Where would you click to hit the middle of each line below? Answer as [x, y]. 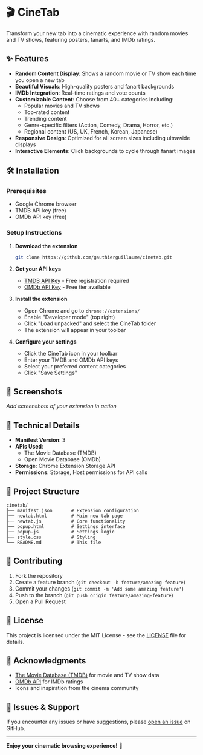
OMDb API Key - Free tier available [67, 287]
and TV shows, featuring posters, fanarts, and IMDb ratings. [81, 39]
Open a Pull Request [40, 601]
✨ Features [27, 59]
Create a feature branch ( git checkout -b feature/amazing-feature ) [100, 582]
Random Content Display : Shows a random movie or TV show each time [105, 73]
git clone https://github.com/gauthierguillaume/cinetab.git [94, 257]
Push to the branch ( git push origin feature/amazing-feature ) [94, 595]
